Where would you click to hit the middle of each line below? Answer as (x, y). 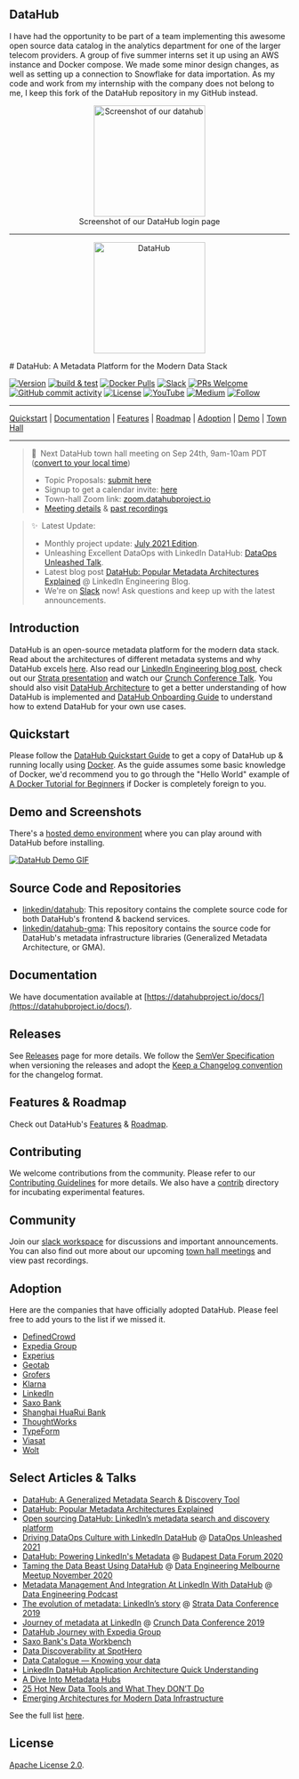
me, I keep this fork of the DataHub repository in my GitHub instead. (133, 93)
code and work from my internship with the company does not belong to (142, 83)
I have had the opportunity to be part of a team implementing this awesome (147, 36)
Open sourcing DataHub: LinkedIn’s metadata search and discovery (145, 1518)
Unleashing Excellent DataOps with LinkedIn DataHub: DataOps (161, 553)
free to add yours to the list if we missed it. (88, 1319)
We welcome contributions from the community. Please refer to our (133, 1173)
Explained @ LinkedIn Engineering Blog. (117, 581)
